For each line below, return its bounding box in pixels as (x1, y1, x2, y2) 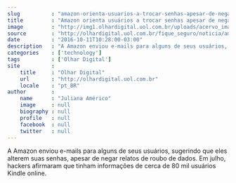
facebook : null (20, 121, 71, 128)
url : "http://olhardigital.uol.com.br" (20, 75, 159, 83)
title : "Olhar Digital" (20, 69, 105, 76)
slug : (7, 10, 55, 18)
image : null (20, 102, 71, 109)
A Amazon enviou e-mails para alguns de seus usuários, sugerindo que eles (7, 147, 228, 155)
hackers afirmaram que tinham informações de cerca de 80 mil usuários (7, 162, 216, 170)
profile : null (20, 114, 71, 121)
